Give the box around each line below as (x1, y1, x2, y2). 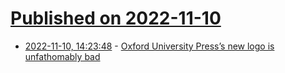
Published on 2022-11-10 (10, 7, 222, 30)
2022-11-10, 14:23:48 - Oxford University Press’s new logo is (24, 40, 275, 52)
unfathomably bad (24, 50, 101, 62)
